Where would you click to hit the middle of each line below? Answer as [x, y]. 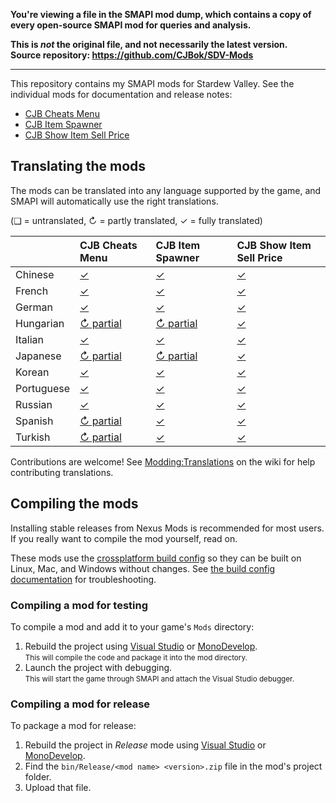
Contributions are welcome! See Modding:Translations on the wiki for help [163, 461]
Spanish [34, 421]
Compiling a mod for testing [79, 605]
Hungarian [40, 323]
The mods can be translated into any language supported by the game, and [166, 190]
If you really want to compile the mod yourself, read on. [124, 538]
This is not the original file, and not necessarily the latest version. [149, 44]
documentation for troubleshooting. [83, 579]
